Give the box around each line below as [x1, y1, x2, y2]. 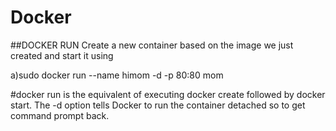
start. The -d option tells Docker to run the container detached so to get [10, 99, 306, 111]
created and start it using [10, 49, 114, 61]
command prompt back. [10, 109, 110, 121]
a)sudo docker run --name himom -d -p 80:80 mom [10, 69, 224, 81]
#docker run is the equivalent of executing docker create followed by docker [10, 88, 326, 100]
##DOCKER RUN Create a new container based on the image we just [10, 39, 294, 51]
